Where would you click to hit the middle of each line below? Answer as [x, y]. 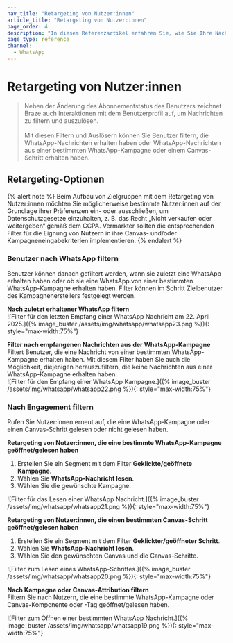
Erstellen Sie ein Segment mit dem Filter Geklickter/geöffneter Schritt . [119, 541]
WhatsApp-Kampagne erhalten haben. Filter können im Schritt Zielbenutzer [115, 288]
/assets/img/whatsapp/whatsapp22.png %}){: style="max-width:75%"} [109, 389]
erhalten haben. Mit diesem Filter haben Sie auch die [115, 359]
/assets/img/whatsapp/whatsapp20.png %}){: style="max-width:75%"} [109, 576]
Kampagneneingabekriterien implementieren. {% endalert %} [95, 240]
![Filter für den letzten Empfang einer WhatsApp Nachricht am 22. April [109, 316]
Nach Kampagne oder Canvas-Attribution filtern [78, 590]
